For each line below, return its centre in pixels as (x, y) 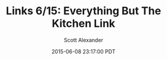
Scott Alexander (83, 40)
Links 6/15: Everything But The (83, 11)
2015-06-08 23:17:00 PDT (83, 51)
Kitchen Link (83, 23)
